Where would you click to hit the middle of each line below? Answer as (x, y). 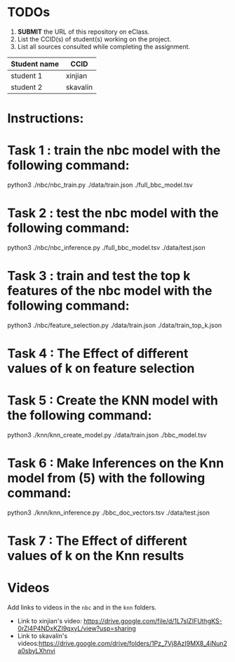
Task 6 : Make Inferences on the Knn (116, 463)
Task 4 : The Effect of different (98, 353)
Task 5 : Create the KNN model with (113, 400)
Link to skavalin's (42, 636)
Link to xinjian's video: (49, 621)
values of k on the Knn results (96, 556)
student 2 (27, 87)
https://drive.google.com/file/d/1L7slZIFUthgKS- (153, 621)
